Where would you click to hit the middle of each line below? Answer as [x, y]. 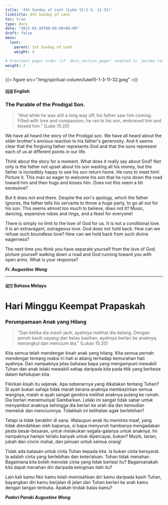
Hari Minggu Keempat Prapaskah [75, 306]
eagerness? [17, 239]
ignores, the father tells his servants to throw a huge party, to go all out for [82, 203]
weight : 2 [15, 66]
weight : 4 [24, 52]
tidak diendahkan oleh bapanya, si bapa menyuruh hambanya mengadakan [82, 426]
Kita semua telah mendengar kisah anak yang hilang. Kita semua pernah [79, 353]
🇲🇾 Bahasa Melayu [26, 286]
